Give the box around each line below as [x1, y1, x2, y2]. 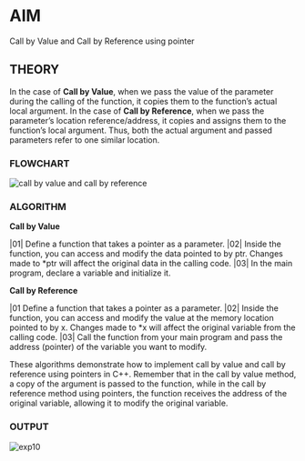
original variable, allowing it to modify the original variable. [9, 397, 229, 409]
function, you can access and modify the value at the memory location [9, 313, 275, 324]
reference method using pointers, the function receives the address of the [9, 388, 288, 399]
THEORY [9, 62, 60, 77]
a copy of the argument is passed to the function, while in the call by [9, 378, 267, 389]
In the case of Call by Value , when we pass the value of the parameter [9, 85, 274, 96]
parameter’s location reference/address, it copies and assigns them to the [9, 115, 287, 125]
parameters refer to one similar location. [9, 134, 160, 145]
